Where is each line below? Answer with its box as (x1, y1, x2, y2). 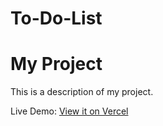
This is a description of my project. (10, 86, 154, 98)
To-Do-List (10, 7, 103, 30)
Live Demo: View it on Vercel (10, 105, 129, 117)
